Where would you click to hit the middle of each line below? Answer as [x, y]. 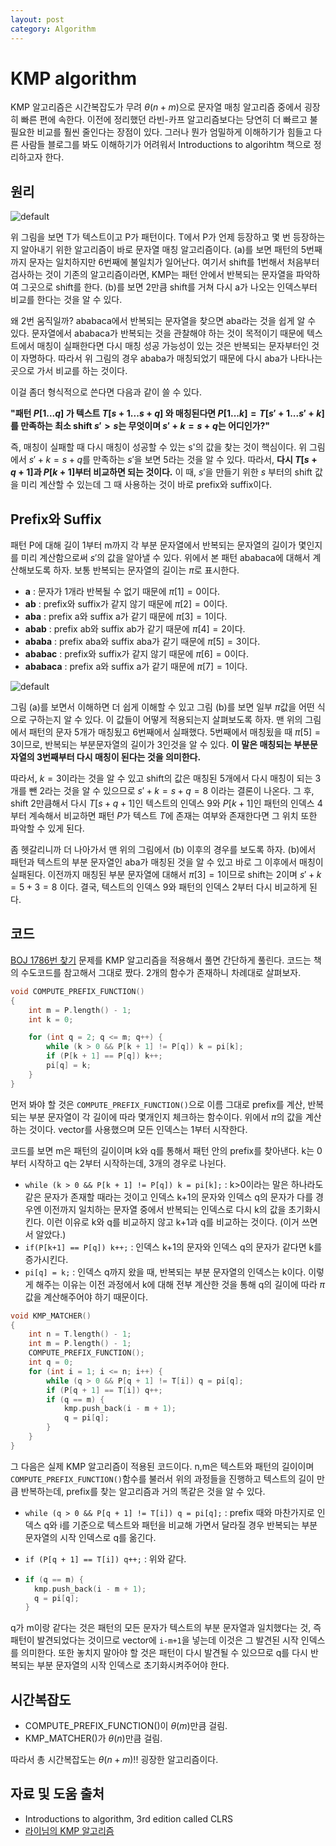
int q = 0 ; [51, 1362]
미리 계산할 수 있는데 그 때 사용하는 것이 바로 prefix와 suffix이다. [146, 485]
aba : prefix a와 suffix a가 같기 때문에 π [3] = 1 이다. [126, 617]
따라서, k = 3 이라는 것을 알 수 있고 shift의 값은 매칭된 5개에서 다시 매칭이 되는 [161, 778]
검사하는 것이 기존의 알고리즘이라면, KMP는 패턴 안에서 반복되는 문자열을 [152, 275]
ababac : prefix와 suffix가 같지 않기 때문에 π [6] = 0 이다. [136, 654]
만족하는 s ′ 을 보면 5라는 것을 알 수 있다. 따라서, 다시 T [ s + [205, 460]
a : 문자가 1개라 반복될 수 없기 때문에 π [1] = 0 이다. [122, 592]
